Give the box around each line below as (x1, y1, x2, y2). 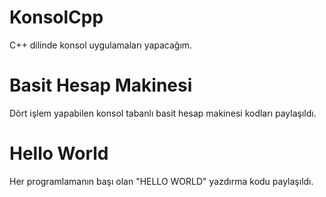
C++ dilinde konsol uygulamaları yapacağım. (9, 39, 193, 51)
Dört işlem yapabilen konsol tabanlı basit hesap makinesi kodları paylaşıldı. (9, 107, 317, 119)
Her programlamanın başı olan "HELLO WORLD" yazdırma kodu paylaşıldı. (9, 175, 314, 187)
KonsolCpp (9, 6, 104, 29)
